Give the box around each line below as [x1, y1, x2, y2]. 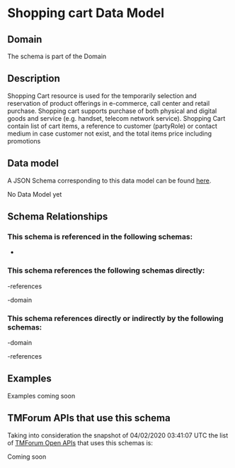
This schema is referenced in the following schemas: [7, 232, 193, 241]
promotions [7, 136, 41, 145]
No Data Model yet [7, 190, 62, 198]
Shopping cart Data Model [7, 5, 165, 21]
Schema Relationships [7, 211, 108, 223]
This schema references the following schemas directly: [7, 266, 205, 276]
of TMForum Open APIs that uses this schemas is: [7, 438, 154, 447]
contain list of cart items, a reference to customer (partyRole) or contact [7, 121, 217, 130]
